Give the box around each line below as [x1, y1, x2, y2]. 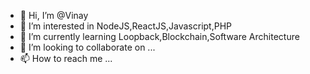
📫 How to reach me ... [19, 53, 113, 64]
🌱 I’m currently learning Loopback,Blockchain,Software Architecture [19, 31, 300, 42]
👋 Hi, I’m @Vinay [19, 10, 89, 21]
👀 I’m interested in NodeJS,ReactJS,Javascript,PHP [19, 20, 233, 32]
